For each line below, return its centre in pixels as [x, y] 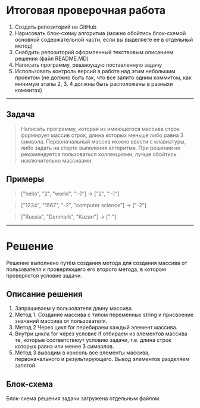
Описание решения [45, 294]
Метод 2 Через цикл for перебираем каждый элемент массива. [96, 328]
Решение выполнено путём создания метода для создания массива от [97, 263]
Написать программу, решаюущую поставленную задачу [88, 65]
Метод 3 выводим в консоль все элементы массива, [82, 353]
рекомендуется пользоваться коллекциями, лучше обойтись [99, 154]
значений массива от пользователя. [61, 321]
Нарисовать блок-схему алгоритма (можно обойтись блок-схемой [100, 33]
